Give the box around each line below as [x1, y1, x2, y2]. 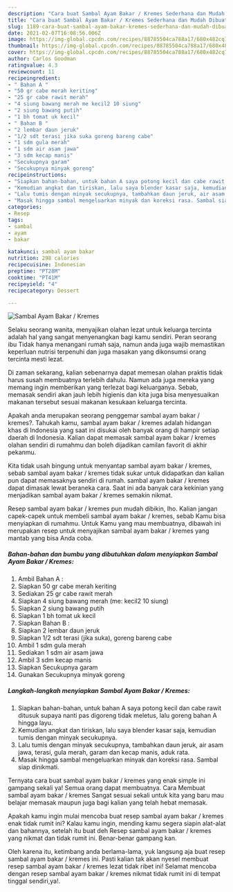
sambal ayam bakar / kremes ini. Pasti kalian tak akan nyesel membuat [8, 855, 209, 864]
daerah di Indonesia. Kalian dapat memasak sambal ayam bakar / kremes [8, 434, 216, 442]
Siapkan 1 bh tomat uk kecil [17, 612, 96, 620]
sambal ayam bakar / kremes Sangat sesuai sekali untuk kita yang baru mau [8, 791, 224, 800]
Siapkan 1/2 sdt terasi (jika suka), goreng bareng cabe [17, 634, 172, 642]
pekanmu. [8, 448, 37, 456]
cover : [8, 49, 27, 56]
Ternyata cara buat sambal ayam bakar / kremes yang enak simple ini [8, 776, 206, 784]
